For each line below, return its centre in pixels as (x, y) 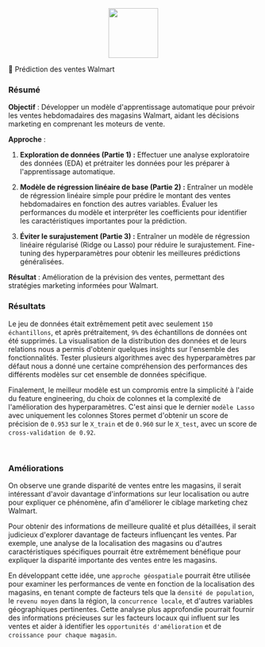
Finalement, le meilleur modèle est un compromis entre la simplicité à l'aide (131, 390)
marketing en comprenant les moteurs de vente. (86, 124)
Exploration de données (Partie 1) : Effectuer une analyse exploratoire (134, 155)
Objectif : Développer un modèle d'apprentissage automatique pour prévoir (132, 107)
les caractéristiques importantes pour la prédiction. (103, 221)
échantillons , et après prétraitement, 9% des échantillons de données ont (128, 332)
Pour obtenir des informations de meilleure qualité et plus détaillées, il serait (132, 526)
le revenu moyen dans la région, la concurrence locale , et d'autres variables (131, 601)
